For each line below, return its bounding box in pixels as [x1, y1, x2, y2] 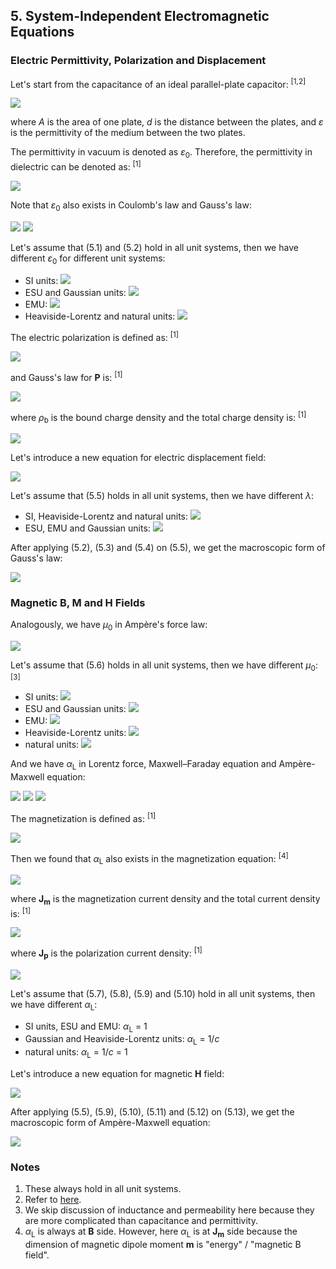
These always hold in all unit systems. [24, 1183, 182, 1195]
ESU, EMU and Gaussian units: [24, 522, 151, 534]
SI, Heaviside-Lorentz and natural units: [24, 510, 189, 523]
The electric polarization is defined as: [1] [10, 330, 180, 344]
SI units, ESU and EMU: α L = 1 [24, 1020, 148, 1034]
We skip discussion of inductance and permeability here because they [24, 1204, 315, 1216]
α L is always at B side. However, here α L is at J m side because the [24, 1225, 298, 1240]
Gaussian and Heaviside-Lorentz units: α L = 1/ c [24, 1033, 220, 1048]
